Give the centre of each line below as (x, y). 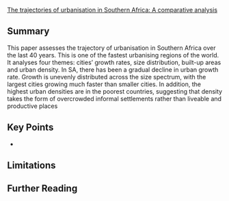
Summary (28, 31)
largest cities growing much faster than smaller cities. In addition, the (104, 84)
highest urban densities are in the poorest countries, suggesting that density (115, 91)
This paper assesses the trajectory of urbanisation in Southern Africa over (112, 48)
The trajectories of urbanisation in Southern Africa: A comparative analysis (112, 10)
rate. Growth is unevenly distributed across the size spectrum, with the (107, 77)
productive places (32, 106)
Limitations (31, 166)
